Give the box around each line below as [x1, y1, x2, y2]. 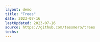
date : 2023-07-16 [5, 16, 41, 21]
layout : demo [5, 7, 32, 12]
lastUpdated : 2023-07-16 [5, 20, 56, 26]
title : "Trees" [5, 12, 36, 16]
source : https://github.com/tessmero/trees [5, 25, 96, 30]
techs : [5, 29, 19, 34]
